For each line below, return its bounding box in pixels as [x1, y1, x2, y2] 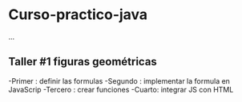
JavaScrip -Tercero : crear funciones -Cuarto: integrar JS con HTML [8, 84, 234, 94]
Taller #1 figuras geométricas [8, 55, 158, 69]
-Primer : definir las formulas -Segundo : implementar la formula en [8, 76, 231, 85]
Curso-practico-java [8, 6, 148, 24]
